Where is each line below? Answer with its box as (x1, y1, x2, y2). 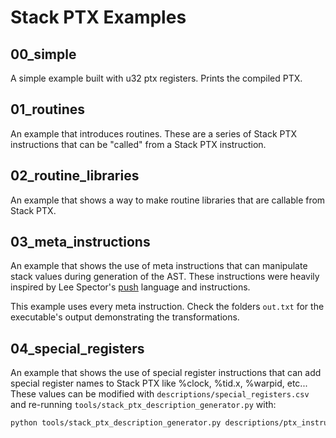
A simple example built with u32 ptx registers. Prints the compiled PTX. (10, 72, 303, 84)
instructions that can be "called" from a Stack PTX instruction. (10, 138, 267, 150)
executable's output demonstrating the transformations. (10, 311, 240, 323)
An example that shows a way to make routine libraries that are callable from (10, 194, 326, 206)
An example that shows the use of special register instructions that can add (10, 367, 322, 379)
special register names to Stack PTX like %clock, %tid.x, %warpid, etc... (10, 377, 308, 390)
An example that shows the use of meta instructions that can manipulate (10, 260, 308, 272)
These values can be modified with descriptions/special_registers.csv (10, 388, 310, 400)
